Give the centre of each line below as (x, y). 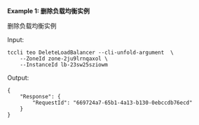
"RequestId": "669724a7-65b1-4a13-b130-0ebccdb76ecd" (112, 103)
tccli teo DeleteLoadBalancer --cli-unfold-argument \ (90, 52)
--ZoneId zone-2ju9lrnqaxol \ (64, 59)
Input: (16, 40)
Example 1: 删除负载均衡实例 (48, 11)
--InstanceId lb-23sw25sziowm (64, 65)
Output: (18, 78)
